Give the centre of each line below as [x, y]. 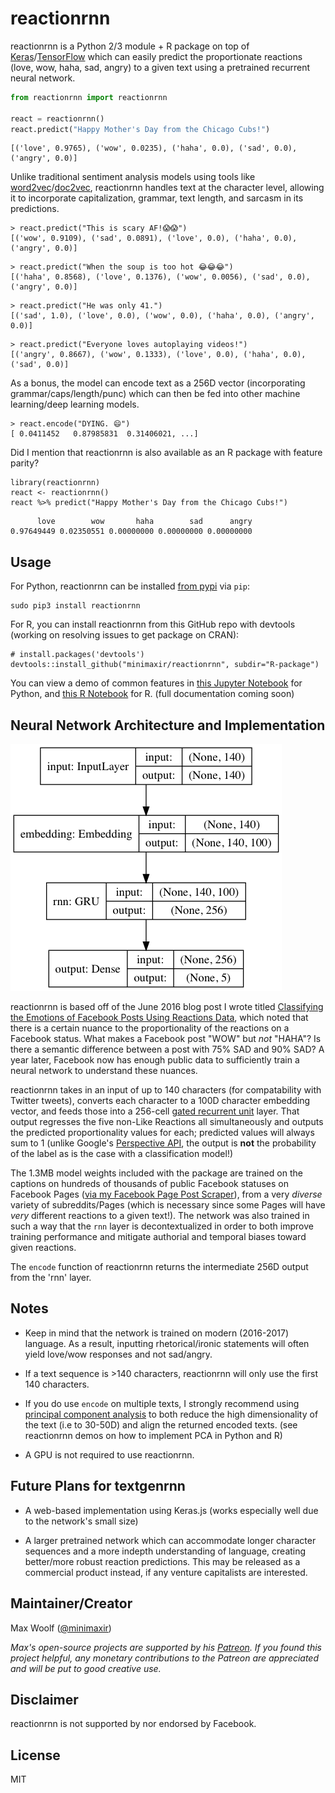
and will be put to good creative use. [86, 1668]
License [35, 1755]
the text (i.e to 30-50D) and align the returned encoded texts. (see [161, 1424]
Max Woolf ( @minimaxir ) [61, 1628]
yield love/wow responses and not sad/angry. [118, 1354]
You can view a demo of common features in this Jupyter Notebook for [156, 683]
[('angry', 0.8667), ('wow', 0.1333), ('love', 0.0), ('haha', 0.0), [158, 355]
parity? [25, 463]
